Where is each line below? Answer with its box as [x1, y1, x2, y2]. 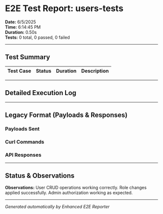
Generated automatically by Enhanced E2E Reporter [5, 203, 110, 209]
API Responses [5, 151, 42, 158]
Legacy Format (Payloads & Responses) [5, 111, 128, 119]
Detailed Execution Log [5, 89, 77, 97]
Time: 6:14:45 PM [5, 24, 41, 30]
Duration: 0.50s [5, 29, 37, 35]
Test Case [7, 67, 32, 74]
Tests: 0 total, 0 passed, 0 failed [5, 34, 70, 40]
